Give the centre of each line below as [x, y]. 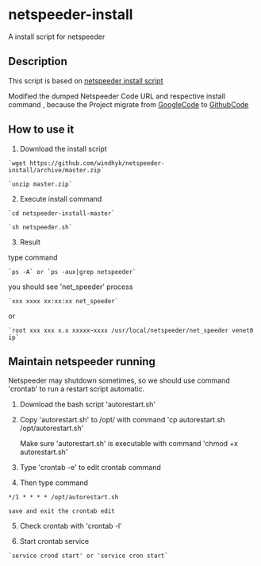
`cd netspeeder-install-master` [61, 213]
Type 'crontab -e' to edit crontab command [90, 468]
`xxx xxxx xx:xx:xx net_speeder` [63, 301]
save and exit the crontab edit [61, 511]
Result [30, 242]
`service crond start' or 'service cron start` [88, 556]
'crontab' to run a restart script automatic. [77, 389]
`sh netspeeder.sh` [40, 227]
